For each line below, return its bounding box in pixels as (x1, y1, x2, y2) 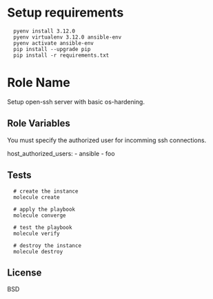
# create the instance (13, 188, 79, 195)
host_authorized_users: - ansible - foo (7, 149, 115, 157)
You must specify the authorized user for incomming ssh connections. (7, 136, 207, 144)
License (7, 267, 42, 278)
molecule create (13, 193, 60, 201)
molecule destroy (13, 248, 63, 255)
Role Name (7, 75, 70, 90)
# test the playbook (13, 224, 72, 231)
